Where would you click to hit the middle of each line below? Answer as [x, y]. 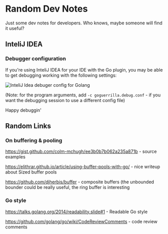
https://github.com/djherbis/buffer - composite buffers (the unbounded [80, 182]
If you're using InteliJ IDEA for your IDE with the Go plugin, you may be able [84, 70]
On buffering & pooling [34, 140]
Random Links [28, 126]
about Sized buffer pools [31, 172]
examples [15, 157]
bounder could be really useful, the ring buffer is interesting [68, 187]
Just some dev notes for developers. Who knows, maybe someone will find [84, 23]
